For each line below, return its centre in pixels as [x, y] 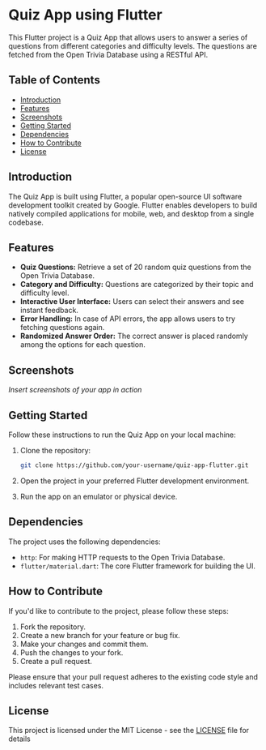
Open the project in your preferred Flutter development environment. [135, 481]
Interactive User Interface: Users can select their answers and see [132, 302]
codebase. [26, 222]
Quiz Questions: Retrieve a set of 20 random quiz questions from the [136, 267]
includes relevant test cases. [56, 685]
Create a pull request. [56, 661]
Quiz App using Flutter [86, 15]
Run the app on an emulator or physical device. [99, 496]
